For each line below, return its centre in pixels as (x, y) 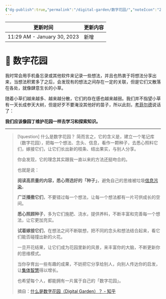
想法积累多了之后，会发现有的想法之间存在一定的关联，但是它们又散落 (89, 82)
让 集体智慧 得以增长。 (39, 270)
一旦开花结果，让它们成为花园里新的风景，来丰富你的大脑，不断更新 (86, 247)
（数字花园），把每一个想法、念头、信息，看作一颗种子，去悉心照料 (85, 143)
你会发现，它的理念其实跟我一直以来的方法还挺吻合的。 (73, 159)
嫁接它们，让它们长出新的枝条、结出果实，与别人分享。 (82, 149)
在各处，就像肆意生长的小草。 (35, 88)
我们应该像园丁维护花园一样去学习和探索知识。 (53, 121)
